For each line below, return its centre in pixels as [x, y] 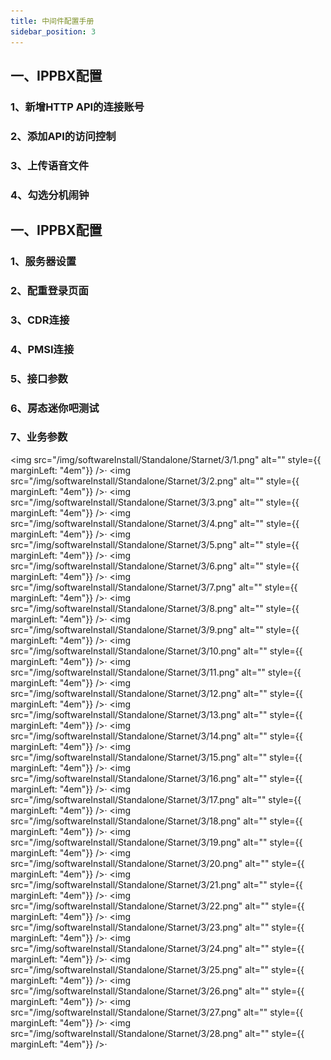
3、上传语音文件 [50, 165]
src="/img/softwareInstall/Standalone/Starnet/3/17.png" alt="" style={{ [156, 799]
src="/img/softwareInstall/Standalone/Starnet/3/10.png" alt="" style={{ [156, 651]
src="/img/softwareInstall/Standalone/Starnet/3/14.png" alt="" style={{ [156, 736]
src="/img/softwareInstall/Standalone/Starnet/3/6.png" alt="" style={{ [155, 566]
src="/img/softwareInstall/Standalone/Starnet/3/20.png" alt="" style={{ [157, 863]
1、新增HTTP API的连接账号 [77, 107]
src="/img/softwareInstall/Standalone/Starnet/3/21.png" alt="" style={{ [156, 884]
